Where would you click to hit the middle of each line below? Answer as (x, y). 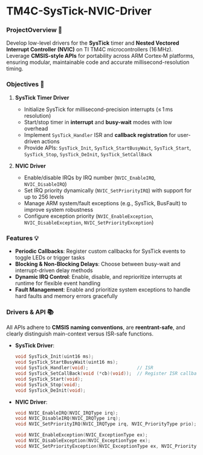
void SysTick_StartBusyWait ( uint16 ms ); (66, 362)
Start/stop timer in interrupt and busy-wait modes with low (98, 122)
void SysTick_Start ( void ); (49, 379)
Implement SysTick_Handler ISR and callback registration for (100, 135)
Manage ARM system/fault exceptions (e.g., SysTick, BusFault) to (105, 203)
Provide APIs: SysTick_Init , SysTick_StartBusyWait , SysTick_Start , (108, 148)
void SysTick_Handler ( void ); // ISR (84, 368)
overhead (36, 129)
